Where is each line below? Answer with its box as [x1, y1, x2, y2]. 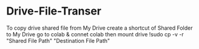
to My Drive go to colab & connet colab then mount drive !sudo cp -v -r [6, 30, 184, 38]
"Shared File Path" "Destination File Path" [6, 37, 110, 44]
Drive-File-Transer [6, 4, 102, 18]
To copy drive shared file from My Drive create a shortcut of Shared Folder [6, 24, 193, 31]
